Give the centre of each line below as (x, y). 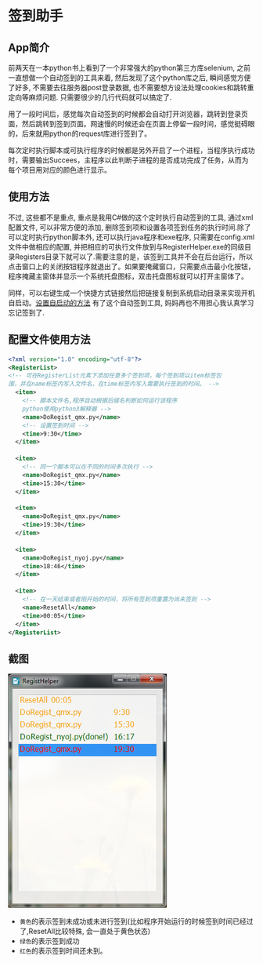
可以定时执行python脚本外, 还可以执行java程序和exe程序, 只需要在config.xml (131, 237)
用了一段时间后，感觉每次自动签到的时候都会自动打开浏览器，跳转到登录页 (128, 114)
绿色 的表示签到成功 (49, 941)
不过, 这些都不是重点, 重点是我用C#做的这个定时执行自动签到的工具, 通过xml (131, 217)
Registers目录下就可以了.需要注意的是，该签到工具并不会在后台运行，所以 (133, 257)
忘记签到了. (27, 312)
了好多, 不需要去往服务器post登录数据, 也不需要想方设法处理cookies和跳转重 (131, 88)
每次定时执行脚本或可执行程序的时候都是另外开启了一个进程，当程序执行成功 (131, 150)
